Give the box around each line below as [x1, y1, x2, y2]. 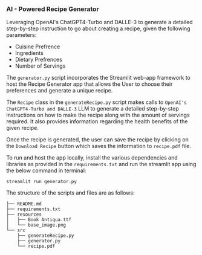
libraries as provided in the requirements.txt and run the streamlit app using [6, 161, 197, 168]
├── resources [6, 211, 42, 218]
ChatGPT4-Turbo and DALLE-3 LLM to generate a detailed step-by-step [6, 105, 180, 112]
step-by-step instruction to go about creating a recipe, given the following [6, 25, 191, 32]
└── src [6, 227, 26, 234]
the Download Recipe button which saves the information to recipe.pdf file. [6, 143, 192, 150]
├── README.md [6, 201, 42, 207]
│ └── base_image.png [6, 222, 67, 228]
